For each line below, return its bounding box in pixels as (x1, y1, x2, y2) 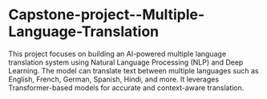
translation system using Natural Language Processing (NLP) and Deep (8, 57, 244, 67)
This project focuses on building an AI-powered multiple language (8, 49, 227, 58)
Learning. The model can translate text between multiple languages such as (8, 65, 259, 75)
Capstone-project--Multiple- (8, 6, 205, 24)
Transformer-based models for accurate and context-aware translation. (8, 82, 245, 93)
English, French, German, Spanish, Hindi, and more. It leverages (8, 74, 219, 84)
